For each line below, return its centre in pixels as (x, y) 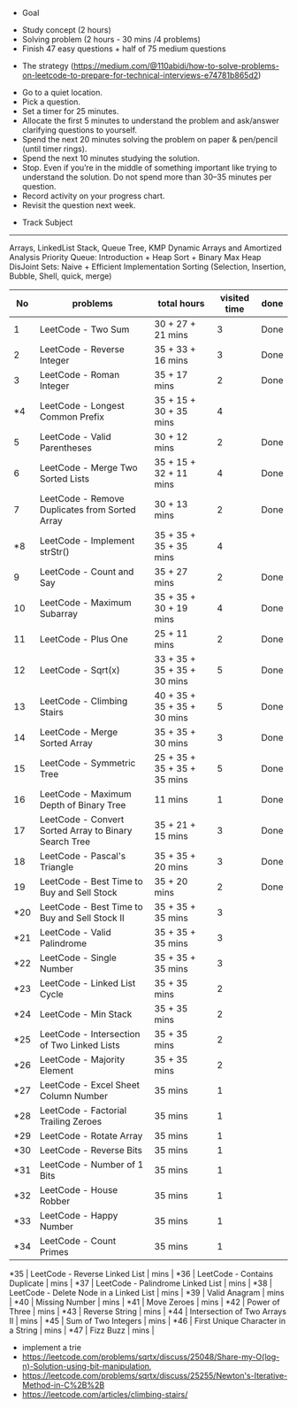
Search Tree (65, 842)
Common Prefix (72, 417)
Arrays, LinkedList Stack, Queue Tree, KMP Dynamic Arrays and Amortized (146, 248)
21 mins (171, 335)
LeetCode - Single (78, 958)
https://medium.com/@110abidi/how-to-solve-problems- (177, 66)
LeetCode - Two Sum (84, 329)
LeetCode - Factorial (83, 1110)
